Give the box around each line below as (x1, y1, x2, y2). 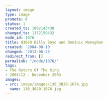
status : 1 (5, 21, 26, 26)
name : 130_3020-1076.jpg (9, 86, 61, 91)
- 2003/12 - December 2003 (5, 72, 61, 77)
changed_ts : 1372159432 (5, 30, 55, 35)
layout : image (5, 7, 35, 12)
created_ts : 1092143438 (5, 26, 55, 31)
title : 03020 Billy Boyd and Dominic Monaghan (5, 40, 104, 45)
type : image (5, 12, 30, 17)
